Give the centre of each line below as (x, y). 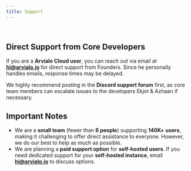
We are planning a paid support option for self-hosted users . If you (97, 149)
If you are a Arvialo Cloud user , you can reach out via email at (81, 61)
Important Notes (37, 116)
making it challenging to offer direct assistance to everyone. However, (99, 137)
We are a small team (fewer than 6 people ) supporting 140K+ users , (98, 130)
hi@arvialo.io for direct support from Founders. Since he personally (89, 67)
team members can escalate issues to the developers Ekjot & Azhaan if (92, 91)
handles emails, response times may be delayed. (65, 74)
